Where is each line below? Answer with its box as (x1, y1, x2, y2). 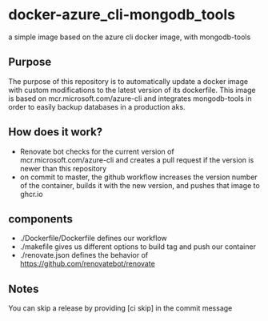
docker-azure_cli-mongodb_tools (8, 6, 236, 24)
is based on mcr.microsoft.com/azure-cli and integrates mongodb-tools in (8, 94, 252, 103)
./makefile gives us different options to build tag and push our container (19, 242, 256, 251)
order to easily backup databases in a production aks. (8, 102, 186, 111)
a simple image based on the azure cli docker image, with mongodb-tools (8, 32, 251, 42)
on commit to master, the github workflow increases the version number (19, 172, 258, 182)
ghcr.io (19, 189, 43, 199)
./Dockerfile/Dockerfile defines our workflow (19, 234, 168, 243)
